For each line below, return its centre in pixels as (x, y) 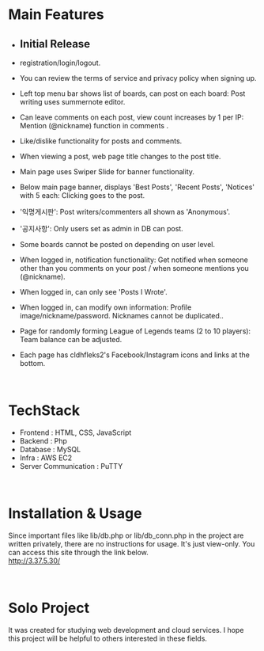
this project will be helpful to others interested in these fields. (108, 638)
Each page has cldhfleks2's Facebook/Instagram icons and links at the (135, 355)
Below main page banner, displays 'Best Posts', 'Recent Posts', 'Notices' (137, 187)
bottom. (32, 363)
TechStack (44, 411)
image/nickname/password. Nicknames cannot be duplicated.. (121, 316)
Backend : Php (43, 440)
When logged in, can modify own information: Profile (106, 307)
